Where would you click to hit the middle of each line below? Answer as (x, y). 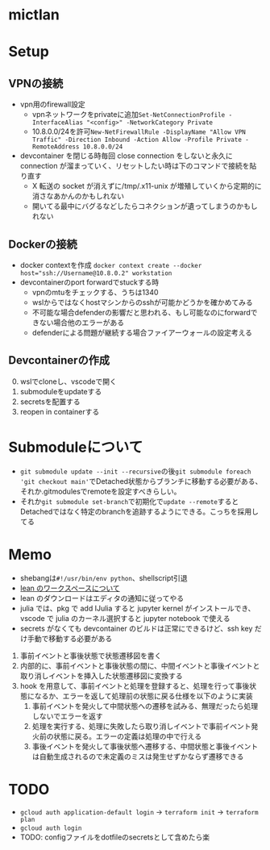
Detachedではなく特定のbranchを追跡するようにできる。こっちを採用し (139, 511)
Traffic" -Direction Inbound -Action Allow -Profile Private (137, 140)
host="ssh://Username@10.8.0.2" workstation (96, 273)
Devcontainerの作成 (59, 360)
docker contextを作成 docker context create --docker (111, 265)
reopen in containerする (60, 411)
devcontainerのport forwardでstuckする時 (89, 282)
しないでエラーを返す (67, 716)
